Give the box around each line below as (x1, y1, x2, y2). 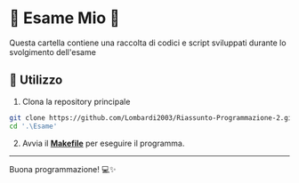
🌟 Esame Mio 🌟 (9, 8, 120, 28)
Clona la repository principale (21, 96, 131, 107)
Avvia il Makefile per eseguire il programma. (21, 138, 185, 148)
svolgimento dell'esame (9, 46, 96, 57)
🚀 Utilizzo (9, 73, 63, 88)
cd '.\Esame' (9, 122, 58, 131)
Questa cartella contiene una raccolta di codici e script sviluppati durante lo (9, 37, 287, 48)
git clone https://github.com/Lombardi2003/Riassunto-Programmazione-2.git (9, 113, 296, 123)
